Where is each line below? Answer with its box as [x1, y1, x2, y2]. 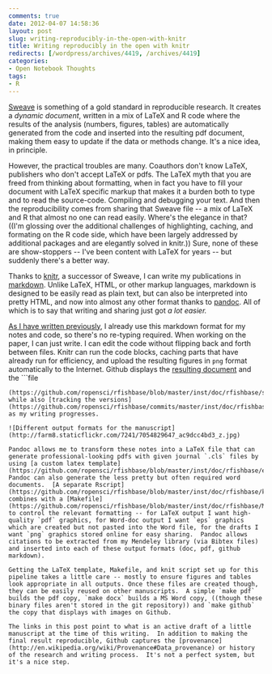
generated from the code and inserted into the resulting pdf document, [8, 127, 245, 138]
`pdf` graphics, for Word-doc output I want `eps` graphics [37, 516, 244, 524]
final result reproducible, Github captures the [8, 637, 176, 645]
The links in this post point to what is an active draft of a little [8, 622, 252, 630]
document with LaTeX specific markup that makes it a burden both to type [8, 186, 255, 196]
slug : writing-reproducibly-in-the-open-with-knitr [8, 34, 186, 43]
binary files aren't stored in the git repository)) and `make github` [8, 601, 255, 609]
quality [8, 516, 35, 524]
